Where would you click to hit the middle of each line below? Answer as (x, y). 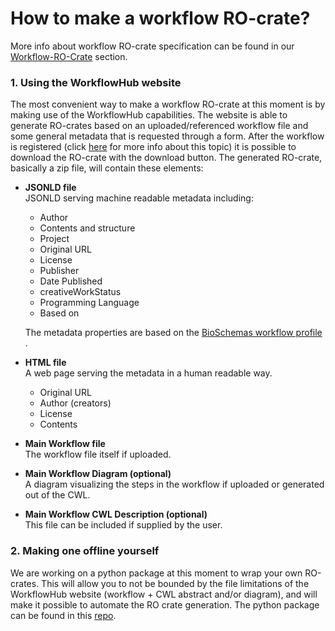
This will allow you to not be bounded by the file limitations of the (175, 583)
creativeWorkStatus (80, 292)
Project (54, 239)
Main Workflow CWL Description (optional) (116, 514)
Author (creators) (75, 403)
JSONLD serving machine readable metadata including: (139, 198)
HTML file (45, 363)
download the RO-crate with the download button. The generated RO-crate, (166, 158)
